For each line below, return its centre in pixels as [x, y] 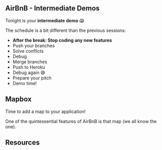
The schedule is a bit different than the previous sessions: [66, 30]
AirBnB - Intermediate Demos [52, 8]
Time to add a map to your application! [46, 111]
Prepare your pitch [32, 78]
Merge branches [30, 62]
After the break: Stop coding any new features [62, 40]
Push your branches [33, 46]
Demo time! [25, 83]
